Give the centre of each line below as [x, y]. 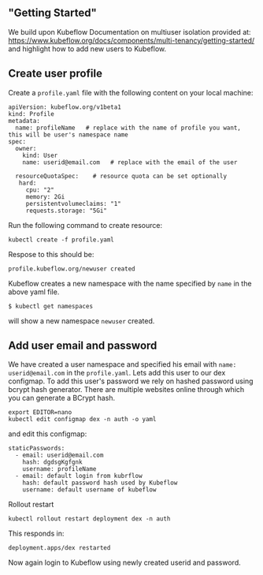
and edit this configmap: [48, 434]
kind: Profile [31, 114]
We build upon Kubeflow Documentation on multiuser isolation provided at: [130, 32]
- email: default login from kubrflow [79, 476]
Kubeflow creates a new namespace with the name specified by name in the [130, 283]
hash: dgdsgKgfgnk [52, 462]
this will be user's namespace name [68, 134]
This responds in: [36, 534]
